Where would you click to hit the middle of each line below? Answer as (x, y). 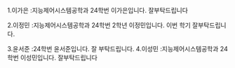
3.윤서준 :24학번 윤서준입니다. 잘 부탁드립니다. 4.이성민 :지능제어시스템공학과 (113, 49)
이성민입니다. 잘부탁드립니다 (59, 57)
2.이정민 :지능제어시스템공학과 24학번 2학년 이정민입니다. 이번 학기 (99, 25)
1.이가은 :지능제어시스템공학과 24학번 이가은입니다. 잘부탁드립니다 (98, 10)
